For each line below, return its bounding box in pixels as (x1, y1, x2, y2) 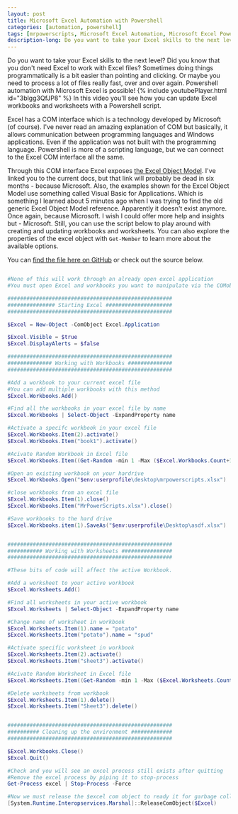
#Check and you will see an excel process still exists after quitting (7, 767, 223, 774)
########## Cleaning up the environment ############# (7, 728, 173, 736)
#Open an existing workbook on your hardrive (7, 469, 144, 477)
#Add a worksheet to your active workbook (7, 579, 135, 587)
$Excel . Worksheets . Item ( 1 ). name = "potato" (7, 625, 138, 632)
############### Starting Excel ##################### (7, 301, 173, 308)
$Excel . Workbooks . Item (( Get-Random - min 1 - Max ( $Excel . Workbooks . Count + (7, 457, 230, 464)
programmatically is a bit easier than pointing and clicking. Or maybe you (7, 72, 221, 80)
